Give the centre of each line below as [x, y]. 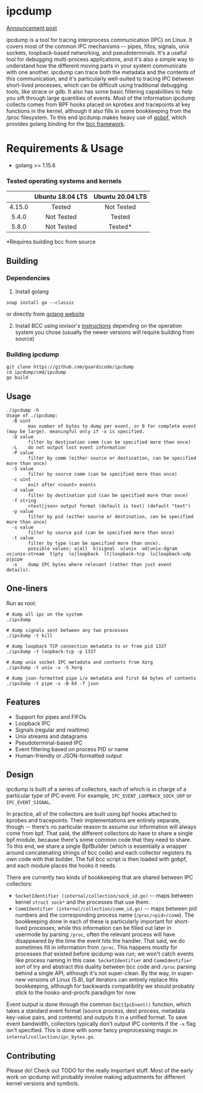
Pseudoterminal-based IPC [49, 743]
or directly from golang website [45, 314]
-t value [23, 538]
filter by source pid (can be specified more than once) [101, 533]
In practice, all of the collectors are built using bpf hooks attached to [92, 814]
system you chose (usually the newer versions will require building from [105, 332]
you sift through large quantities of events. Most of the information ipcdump [101, 98]
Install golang [32, 291]
